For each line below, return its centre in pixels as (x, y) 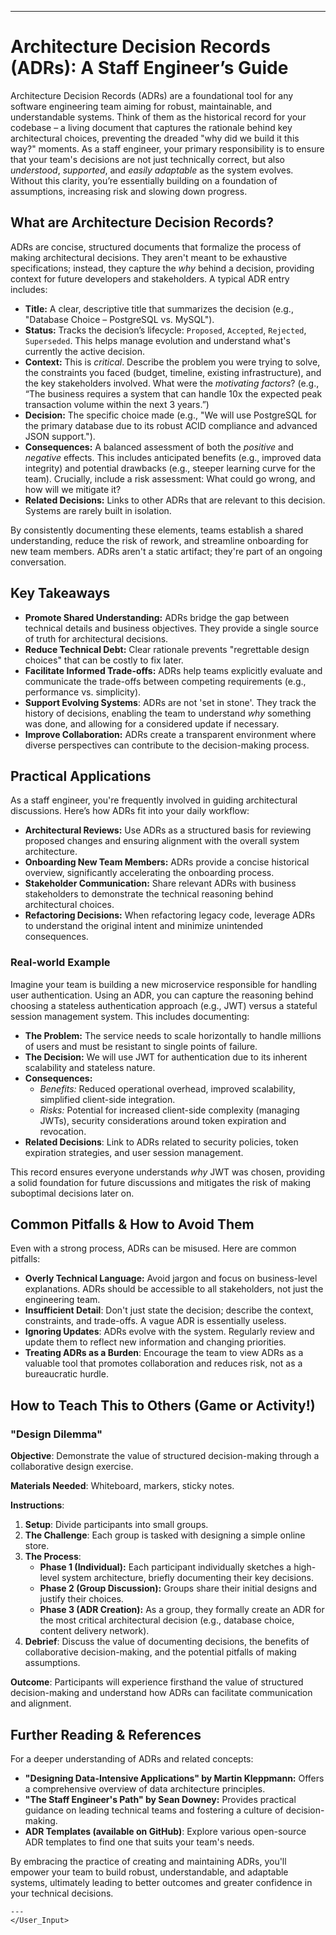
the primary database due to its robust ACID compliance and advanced (171, 425)
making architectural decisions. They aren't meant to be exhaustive (149, 257)
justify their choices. (81, 1599)
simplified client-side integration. (107, 1099)
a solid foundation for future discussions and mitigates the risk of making (161, 1182)
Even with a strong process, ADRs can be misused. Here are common (153, 1248)
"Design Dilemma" (56, 1434)
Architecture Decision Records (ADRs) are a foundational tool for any (152, 95)
